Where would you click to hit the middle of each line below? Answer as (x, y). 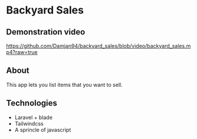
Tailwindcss (29, 123)
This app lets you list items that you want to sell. (64, 84)
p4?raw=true (22, 52)
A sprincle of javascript (43, 130)
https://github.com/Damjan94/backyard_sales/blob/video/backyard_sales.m (98, 46)
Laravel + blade (34, 117)
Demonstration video (46, 32)
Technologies (32, 103)
